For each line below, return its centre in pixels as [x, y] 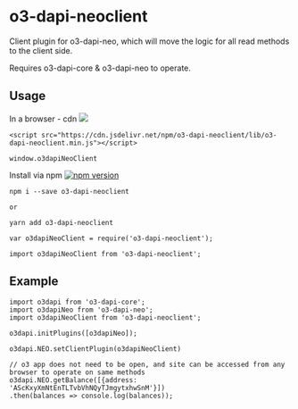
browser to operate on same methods [77, 372]
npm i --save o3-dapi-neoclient [69, 191]
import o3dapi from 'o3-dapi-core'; [77, 302]
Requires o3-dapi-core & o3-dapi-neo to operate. [100, 68]
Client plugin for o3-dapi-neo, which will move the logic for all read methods [149, 41]
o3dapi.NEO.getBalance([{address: [74, 380]
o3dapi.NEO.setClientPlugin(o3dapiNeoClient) [95, 349]
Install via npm [36, 175]
